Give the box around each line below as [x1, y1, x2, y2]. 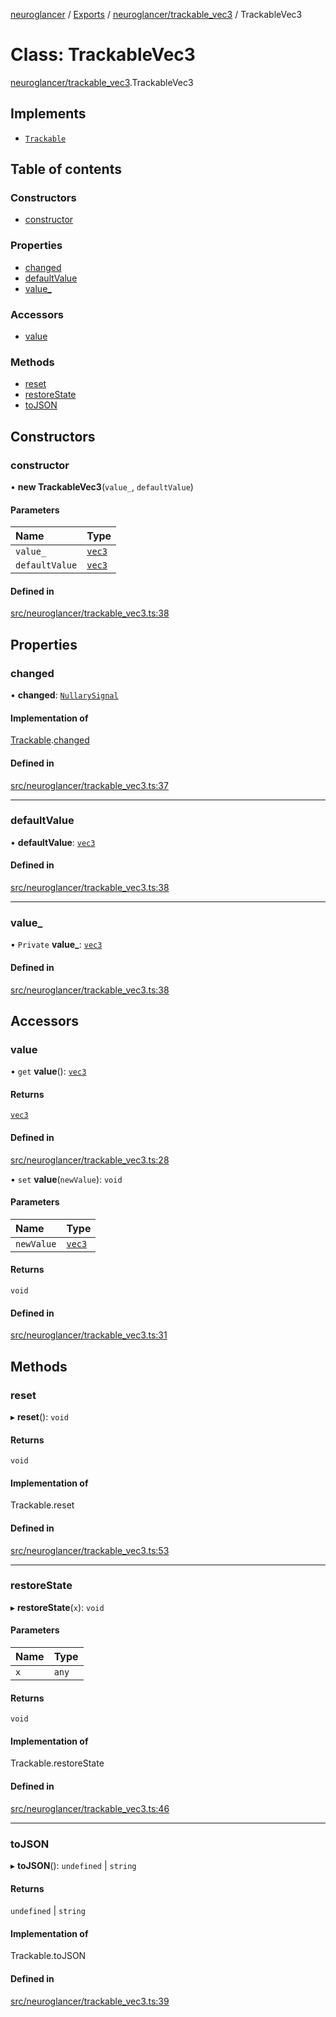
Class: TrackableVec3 [10, 44, 196, 66]
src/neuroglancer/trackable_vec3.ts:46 [10, 1802, 170, 1814]
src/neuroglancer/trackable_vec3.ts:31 [10, 1329, 168, 1341]
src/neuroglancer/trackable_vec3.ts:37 [10, 779, 169, 791]
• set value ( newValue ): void [10, 1173, 123, 1185]
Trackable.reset [10, 1499, 75, 1511]
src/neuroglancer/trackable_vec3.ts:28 [10, 1154, 170, 1166]
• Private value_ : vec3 [10, 939, 103, 951]
